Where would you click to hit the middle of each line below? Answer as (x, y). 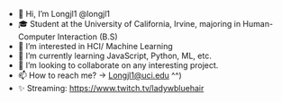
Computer (36, 37)
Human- (258, 24)
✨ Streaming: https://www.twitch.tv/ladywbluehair (111, 88)
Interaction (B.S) (88, 37)
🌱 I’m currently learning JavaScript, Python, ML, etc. (114, 55)
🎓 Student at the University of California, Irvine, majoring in (129, 24)
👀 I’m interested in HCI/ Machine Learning (95, 46)
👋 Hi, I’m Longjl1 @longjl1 (64, 14)
